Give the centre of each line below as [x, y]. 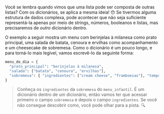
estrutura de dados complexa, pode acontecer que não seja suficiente [76, 17]
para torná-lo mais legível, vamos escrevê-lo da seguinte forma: [70, 53]
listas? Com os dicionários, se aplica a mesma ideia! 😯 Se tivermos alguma [81, 12]
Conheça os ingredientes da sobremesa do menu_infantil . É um [81, 90]
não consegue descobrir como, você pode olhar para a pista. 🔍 [81, 105]
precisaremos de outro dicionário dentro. [46, 28]
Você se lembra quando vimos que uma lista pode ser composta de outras [80, 7]
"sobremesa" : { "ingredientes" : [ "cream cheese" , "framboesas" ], [77, 75]
